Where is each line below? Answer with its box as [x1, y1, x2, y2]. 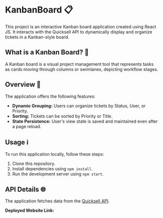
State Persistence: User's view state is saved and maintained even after [12, 118, 158, 124]
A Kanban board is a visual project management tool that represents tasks [5, 61, 154, 67]
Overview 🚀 [5, 80, 41, 89]
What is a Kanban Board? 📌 [5, 48, 89, 56]
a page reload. [12, 123, 41, 129]
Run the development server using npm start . [12, 171, 104, 177]
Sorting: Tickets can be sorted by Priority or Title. [12, 113, 113, 119]
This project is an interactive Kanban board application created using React [5, 23, 156, 30]
